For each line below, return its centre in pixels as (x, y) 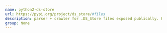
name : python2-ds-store (30, 9)
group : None (17, 23)
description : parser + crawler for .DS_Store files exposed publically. (82, 18)
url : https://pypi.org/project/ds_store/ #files (55, 14)
